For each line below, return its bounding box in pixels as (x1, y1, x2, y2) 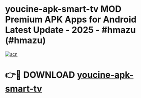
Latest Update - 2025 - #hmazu (5, 25, 136, 35)
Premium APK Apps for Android (5, 14, 137, 25)
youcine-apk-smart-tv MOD (5, 3, 122, 15)
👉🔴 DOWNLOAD (5, 69, 75, 81)
